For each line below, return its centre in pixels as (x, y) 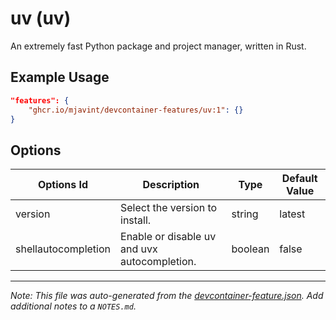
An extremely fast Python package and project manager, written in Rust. (158, 46)
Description (171, 185)
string (245, 214)
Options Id (63, 185)
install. (136, 220)
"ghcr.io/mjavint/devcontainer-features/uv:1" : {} (136, 110)
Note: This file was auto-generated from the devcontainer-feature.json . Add (167, 296)
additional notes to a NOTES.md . (73, 306)
